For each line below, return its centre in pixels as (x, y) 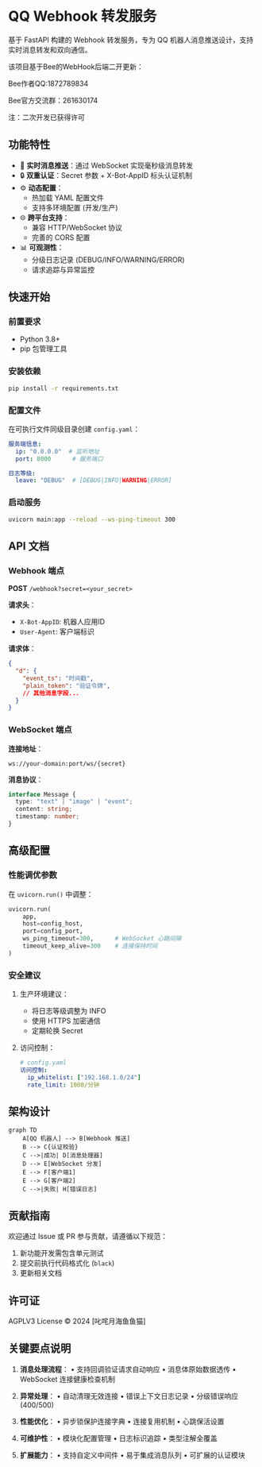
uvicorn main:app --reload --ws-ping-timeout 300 (92, 519)
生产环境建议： (44, 994)
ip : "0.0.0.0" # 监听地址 (58, 451)
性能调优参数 (33, 875)
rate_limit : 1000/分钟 (64, 1085)
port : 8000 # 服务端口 (59, 459)
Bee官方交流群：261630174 (53, 100)
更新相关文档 (40, 1273)
